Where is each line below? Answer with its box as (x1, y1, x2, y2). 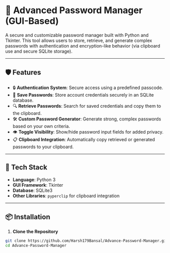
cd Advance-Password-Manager (5, 243, 67, 248)
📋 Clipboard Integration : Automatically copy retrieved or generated (12, 136, 155, 142)
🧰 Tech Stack (5, 163, 48, 172)
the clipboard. (12, 110, 42, 116)
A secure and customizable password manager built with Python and (5, 32, 149, 38)
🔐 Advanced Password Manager (5, 5, 143, 16)
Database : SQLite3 (12, 187, 53, 193)
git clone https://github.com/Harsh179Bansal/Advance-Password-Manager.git (5, 238, 168, 243)
